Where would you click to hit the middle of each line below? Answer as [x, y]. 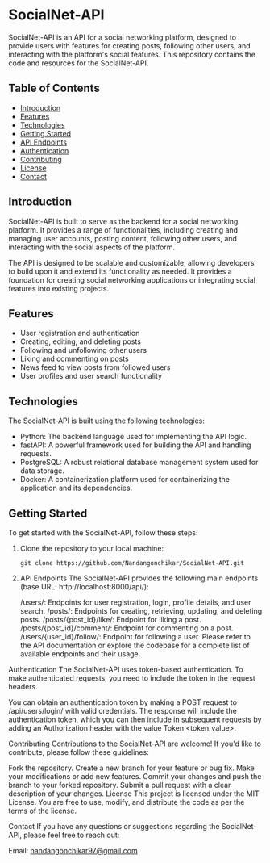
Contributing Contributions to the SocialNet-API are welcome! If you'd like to [135, 744]
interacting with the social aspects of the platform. [92, 247]
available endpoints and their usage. [80, 654]
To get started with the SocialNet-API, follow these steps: [103, 533]
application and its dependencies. [76, 488]
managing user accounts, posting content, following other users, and [123, 238]
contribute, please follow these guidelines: [79, 752]
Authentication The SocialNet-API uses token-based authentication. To [126, 669]
